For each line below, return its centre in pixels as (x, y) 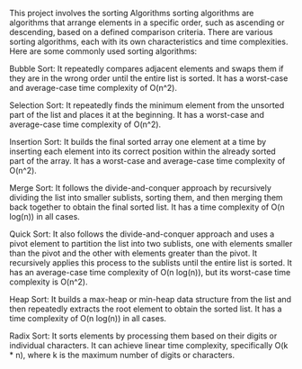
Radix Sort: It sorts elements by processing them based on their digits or (143, 336)
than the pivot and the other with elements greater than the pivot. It (133, 253)
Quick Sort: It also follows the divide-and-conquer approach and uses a (142, 234)
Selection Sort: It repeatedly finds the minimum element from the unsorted (147, 105)
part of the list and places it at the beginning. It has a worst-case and (137, 115)
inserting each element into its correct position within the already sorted (142, 151)
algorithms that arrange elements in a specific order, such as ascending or (147, 22)
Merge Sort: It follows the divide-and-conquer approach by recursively (141, 188)
